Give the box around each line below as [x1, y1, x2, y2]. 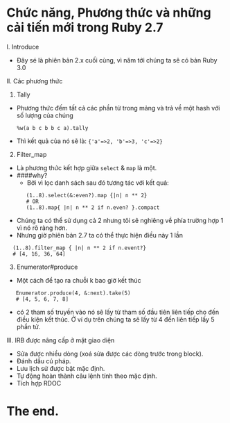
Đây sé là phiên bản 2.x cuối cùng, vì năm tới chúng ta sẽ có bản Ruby [16, 56, 218, 64]
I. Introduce [6, 42, 39, 51]
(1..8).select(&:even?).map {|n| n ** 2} [26, 192, 148, 199]
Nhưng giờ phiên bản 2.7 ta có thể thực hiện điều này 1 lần [16, 231, 183, 239]
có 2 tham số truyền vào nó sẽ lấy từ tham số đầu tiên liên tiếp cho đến [16, 308, 220, 316]
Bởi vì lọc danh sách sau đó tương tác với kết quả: [26, 179, 169, 187]
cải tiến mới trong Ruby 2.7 [6, 19, 163, 35]
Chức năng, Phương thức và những [6, 5, 212, 21]
